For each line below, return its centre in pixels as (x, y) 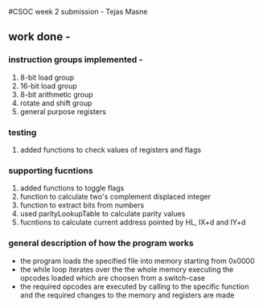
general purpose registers (63, 111)
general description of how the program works (101, 243)
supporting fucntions (51, 170)
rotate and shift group (56, 103)
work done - (39, 37)
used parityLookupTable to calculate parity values (103, 214)
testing (23, 132)
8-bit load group (47, 77)
